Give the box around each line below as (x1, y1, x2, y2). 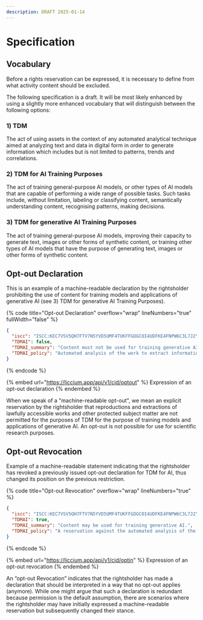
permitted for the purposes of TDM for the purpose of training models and (6, 416, 192, 423)
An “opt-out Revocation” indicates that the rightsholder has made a (6, 575, 173, 582)
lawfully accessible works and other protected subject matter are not (6, 409, 178, 417)
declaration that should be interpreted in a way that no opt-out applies (6, 581, 181, 588)
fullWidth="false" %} (6, 316, 59, 323)
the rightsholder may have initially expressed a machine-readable (6, 600, 169, 607)
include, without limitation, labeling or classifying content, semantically (6, 197, 182, 204)
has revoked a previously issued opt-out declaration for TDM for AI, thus (6, 469, 187, 476)
